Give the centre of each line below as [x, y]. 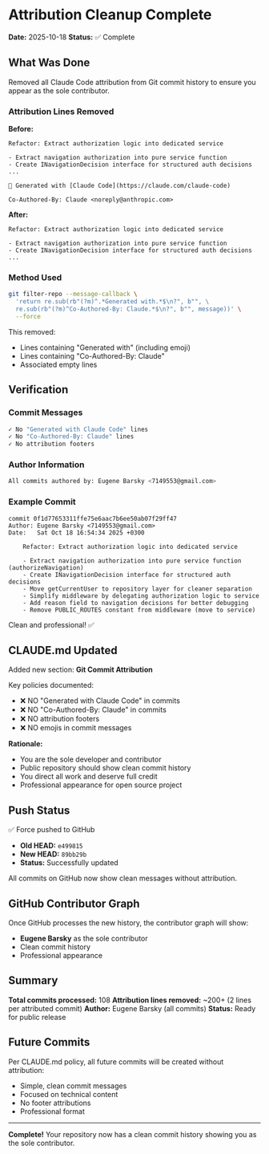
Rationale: [26, 744]
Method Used [35, 277]
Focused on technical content [69, 1094]
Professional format [52, 1111]
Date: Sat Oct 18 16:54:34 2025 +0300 [77, 532]
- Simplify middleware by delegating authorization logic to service [141, 595]
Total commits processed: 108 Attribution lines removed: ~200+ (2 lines [130, 1000]
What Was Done [49, 63]
